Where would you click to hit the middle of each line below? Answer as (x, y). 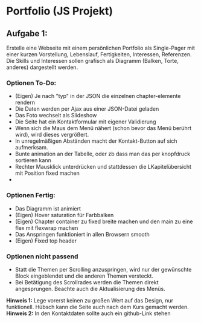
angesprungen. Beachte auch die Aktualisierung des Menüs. (90, 289)
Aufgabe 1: (27, 34)
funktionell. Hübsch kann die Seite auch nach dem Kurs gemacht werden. (97, 307)
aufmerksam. (31, 148)
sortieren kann (33, 160)
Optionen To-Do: (31, 83)
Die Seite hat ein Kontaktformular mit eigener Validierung (85, 122)
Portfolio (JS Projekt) (60, 11)
